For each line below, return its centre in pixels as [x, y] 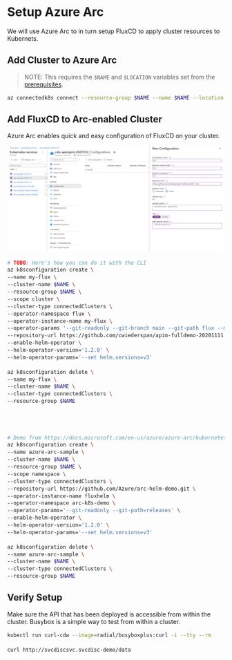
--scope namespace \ [37, 474]
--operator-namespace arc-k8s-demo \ [61, 503]
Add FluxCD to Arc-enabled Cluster [85, 119]
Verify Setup [35, 597]
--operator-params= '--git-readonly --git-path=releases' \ [94, 511]
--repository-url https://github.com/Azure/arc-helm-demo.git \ [101, 489]
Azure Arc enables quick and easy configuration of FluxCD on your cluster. [114, 136]
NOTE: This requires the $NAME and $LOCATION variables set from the [119, 77]
